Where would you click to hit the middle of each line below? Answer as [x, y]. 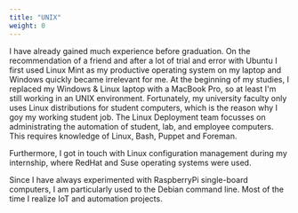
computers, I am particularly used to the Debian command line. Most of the [147, 189]
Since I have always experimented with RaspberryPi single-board [129, 179]
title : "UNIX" [36, 17]
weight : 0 [28, 26]
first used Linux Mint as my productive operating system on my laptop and [145, 70]
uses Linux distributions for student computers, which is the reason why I [144, 107]
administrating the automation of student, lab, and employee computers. [141, 126]
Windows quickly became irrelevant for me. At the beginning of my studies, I [149, 79]
